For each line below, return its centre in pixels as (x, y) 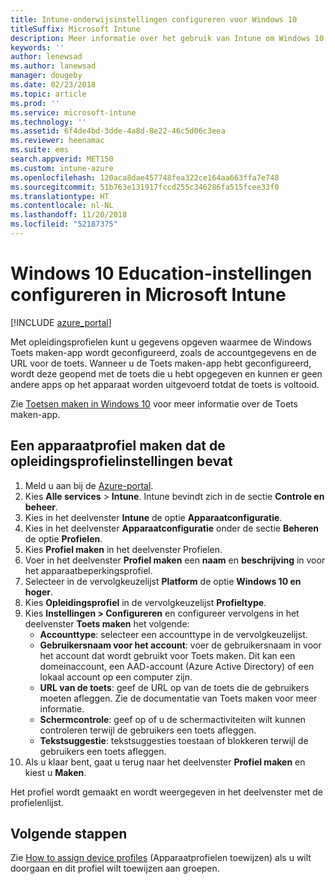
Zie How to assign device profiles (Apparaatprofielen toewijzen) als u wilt (161, 858)
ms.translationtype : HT (60, 196)
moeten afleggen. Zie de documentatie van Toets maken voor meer (178, 698)
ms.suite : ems (40, 150)
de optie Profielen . (63, 538)
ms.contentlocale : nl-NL (62, 206)
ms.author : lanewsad (53, 66)
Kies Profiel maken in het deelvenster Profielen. (123, 549)
